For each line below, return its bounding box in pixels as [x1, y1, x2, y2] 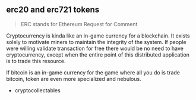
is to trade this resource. [6, 57, 66, 64]
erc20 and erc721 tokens [6, 5, 100, 15]
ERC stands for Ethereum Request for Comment [20, 20, 138, 27]
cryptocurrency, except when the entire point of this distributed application [6, 51, 190, 58]
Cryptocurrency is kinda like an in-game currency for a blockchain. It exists [6, 32, 190, 39]
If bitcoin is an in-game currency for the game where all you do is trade [6, 68, 180, 76]
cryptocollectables [14, 86, 61, 94]
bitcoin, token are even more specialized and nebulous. [6, 75, 141, 82]
